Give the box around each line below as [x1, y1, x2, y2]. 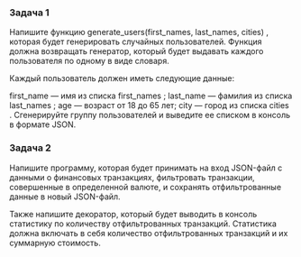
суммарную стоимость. [9, 237, 101, 248]
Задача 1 [9, 6, 50, 19]
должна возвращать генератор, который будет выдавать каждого [9, 46, 264, 57]
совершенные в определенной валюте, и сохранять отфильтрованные [9, 181, 282, 192]
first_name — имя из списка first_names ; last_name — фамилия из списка [9, 90, 293, 101]
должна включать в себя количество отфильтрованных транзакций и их [9, 227, 288, 238]
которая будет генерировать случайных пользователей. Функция [9, 36, 262, 47]
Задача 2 [9, 142, 51, 154]
